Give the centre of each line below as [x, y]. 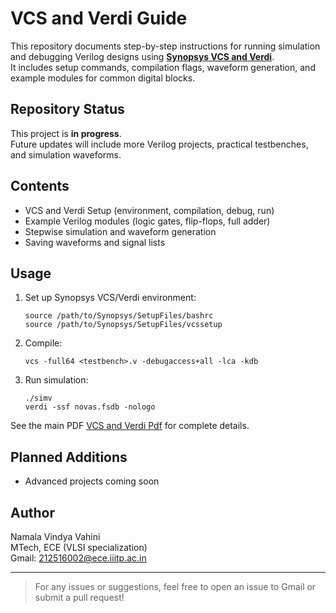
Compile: [43, 343]
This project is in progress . [66, 133]
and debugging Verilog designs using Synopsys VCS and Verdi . [142, 56]
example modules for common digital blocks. [103, 78]
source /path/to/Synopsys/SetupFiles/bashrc [119, 316]
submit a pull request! [79, 597]
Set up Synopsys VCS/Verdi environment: [110, 298]
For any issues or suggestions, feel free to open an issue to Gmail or [175, 586]
